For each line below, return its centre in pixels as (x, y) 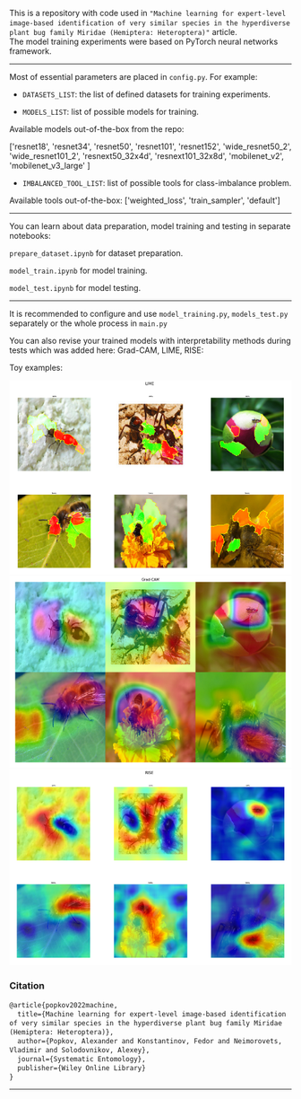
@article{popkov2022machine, (64, 1006)
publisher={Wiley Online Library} (82, 1068)
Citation (27, 985)
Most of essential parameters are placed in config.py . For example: (133, 77)
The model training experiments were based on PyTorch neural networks (144, 41)
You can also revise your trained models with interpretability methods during (150, 341)
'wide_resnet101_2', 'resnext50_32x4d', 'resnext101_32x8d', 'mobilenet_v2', (147, 156)
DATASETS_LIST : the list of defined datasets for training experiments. (146, 94)
